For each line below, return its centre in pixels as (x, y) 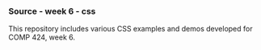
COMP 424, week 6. (42, 37)
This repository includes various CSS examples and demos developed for (130, 29)
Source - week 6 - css (52, 11)
